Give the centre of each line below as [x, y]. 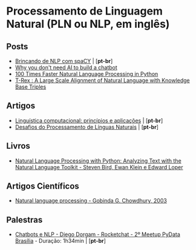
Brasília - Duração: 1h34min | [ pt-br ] [60, 241]
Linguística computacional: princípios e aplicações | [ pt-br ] [89, 120]
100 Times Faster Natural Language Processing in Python [87, 74]
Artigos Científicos [43, 186]
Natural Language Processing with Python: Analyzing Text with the [98, 160]
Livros [18, 146]
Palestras [24, 220]
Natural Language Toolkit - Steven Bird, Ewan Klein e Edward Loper [99, 167]
